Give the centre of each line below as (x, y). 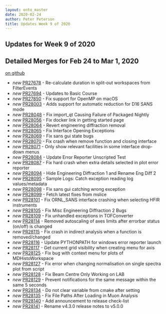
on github (15, 73)
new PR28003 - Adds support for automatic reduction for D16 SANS (82, 104)
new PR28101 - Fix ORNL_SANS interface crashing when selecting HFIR (86, 200)
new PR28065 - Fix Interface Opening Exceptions (63, 131)
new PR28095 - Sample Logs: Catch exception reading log (73, 179)
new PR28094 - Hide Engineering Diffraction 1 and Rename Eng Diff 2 (84, 173)
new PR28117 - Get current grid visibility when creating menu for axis (83, 248)
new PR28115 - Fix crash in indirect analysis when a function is (77, 232)
